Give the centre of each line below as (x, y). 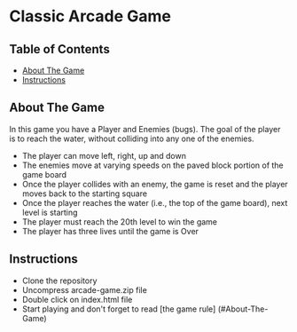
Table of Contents (60, 49)
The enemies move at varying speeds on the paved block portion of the (152, 165)
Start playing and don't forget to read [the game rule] (119, 309)
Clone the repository (59, 281)
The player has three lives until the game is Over (110, 231)
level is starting (50, 212)
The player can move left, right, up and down (104, 155)
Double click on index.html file (77, 299)
